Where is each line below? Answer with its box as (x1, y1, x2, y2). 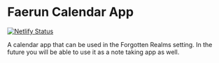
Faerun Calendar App (7, 4, 134, 20)
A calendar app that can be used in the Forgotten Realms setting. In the (7, 40, 213, 48)
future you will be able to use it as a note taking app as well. (7, 48, 180, 56)
